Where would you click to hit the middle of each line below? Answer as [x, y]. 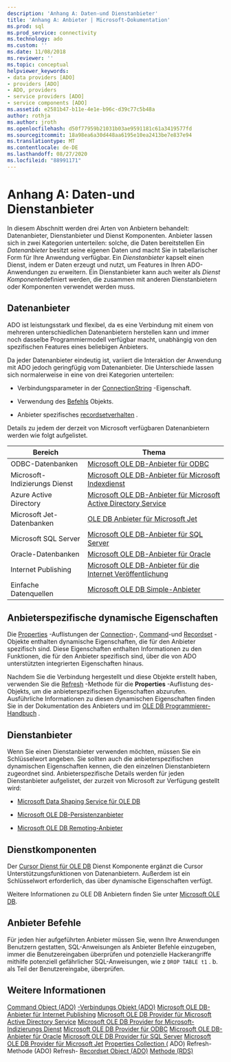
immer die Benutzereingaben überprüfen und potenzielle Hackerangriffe [109, 954]
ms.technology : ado [35, 39]
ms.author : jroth [32, 122]
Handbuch [22, 713]
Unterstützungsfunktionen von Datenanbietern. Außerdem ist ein [99, 873]
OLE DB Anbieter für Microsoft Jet [142, 518]
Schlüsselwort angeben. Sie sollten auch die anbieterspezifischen [100, 759]
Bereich [46, 452]
